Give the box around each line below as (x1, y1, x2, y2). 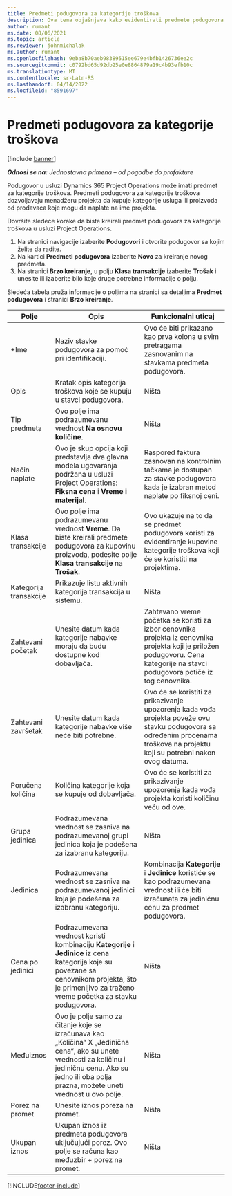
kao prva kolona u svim (144, 332, 220, 342)
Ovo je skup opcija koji (55, 443, 128, 453)
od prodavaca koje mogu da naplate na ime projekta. (7, 203, 157, 212)
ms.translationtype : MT (7, 68, 76, 75)
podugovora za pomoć (55, 345, 129, 355)
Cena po (10, 957, 39, 967)
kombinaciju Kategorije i (55, 940, 135, 950)
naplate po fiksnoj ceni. (144, 491, 220, 501)
